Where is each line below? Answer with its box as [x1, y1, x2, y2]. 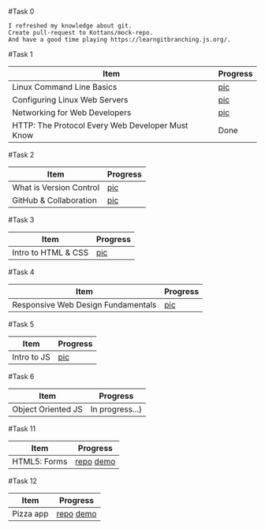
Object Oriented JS [12, 404, 83, 415]
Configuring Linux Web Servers [12, 95, 129, 105]
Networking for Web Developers [12, 107, 132, 117]
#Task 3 [8, 215, 35, 224]
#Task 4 [8, 267, 35, 277]
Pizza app [12, 509, 49, 519]
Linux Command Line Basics [12, 82, 118, 92]
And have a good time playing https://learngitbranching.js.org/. [8, 35, 231, 43]
